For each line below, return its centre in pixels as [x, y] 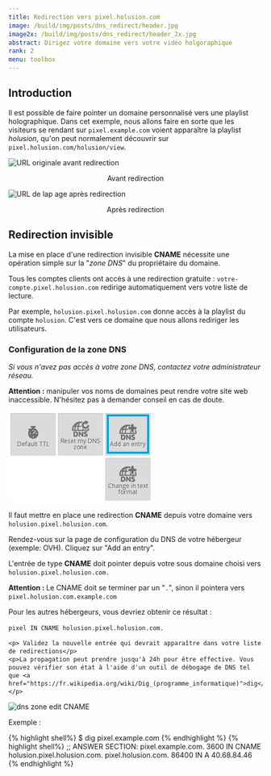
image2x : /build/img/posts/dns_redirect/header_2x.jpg [102, 34]
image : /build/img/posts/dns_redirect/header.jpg [94, 25]
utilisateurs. [27, 328]
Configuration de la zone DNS [67, 349]
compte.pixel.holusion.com [54, 288]
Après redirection [135, 209]
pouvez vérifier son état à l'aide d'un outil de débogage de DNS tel [129, 667]
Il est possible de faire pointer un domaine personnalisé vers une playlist [128, 112]
